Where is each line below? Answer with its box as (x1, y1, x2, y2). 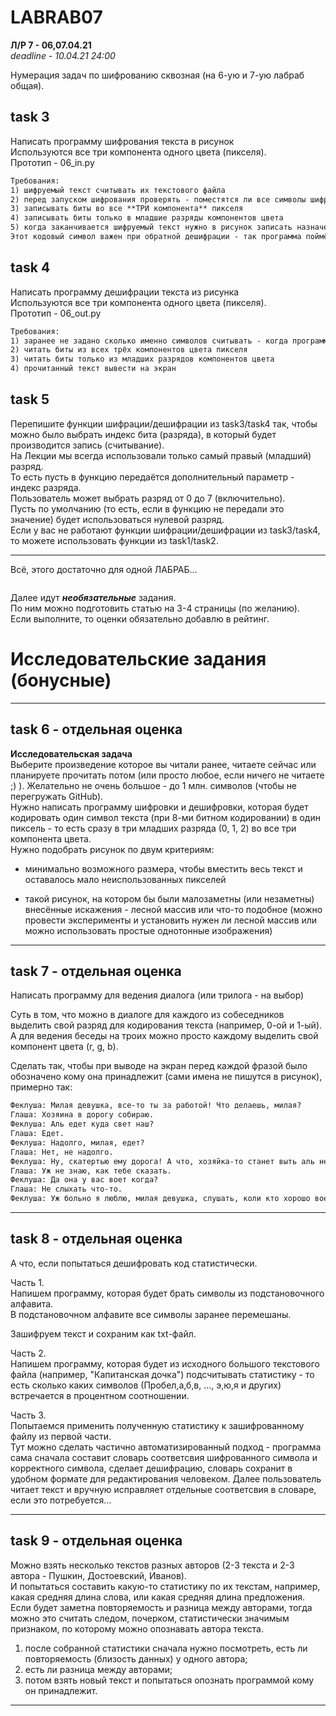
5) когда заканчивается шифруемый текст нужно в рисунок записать (10, 222, 293, 233)
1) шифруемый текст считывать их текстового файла (10, 185, 226, 195)
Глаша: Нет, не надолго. (10, 1147, 114, 1157)
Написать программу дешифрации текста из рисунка (10, 286, 240, 298)
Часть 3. (10, 1409, 47, 1421)
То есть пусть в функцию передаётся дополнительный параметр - (10, 471, 295, 483)
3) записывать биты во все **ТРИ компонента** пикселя (10, 204, 244, 214)
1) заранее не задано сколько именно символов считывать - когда (10, 336, 288, 346)
